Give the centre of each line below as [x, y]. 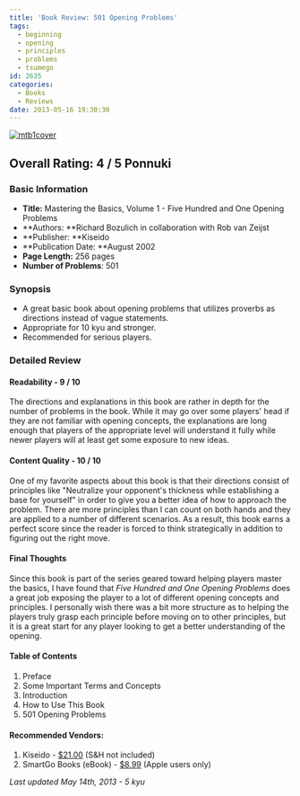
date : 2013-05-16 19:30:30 [60, 110]
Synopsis [30, 288]
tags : [19, 26]
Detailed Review [45, 360]
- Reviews [35, 101]
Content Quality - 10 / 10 [55, 460]
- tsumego [35, 68]
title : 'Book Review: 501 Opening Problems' [94, 18]
